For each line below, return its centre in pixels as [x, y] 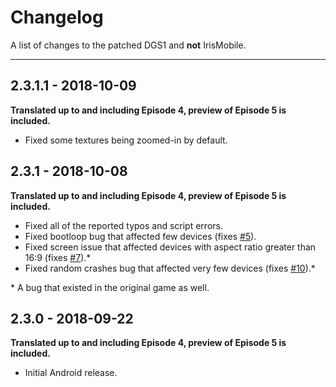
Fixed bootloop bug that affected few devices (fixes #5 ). [140, 236]
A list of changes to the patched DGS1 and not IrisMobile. [128, 45]
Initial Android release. [71, 373]
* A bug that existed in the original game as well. [110, 287]
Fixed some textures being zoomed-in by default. [126, 140]
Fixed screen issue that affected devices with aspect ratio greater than [170, 247]
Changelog [57, 17]
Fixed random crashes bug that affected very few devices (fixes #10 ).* [170, 268]
